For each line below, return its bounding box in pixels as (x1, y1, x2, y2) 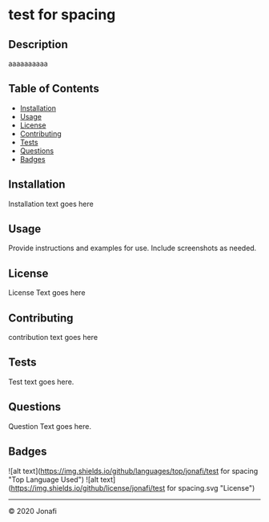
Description (8, 38, 68, 51)
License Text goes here (8, 288, 86, 297)
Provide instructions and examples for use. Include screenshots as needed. (8, 243, 257, 253)
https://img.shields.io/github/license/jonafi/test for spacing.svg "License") (10, 483, 255, 492)
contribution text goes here (8, 333, 98, 342)
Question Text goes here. (8, 421, 92, 431)
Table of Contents (8, 82, 100, 95)
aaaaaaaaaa (8, 59, 48, 68)
